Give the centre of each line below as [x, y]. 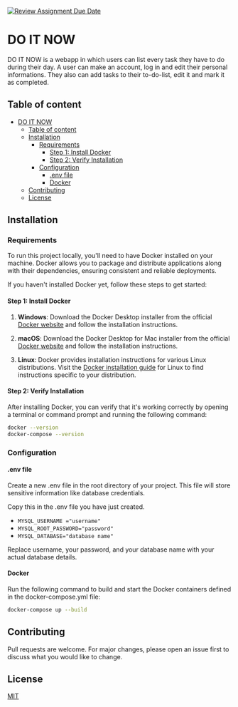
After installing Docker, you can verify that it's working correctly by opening [118, 407]
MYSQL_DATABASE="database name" [65, 536]
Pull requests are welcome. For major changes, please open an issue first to [118, 649]
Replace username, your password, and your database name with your [111, 549]
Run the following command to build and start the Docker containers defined [119, 589]
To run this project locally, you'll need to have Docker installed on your [110, 256]
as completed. [28, 82]
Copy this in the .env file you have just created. [76, 507]
